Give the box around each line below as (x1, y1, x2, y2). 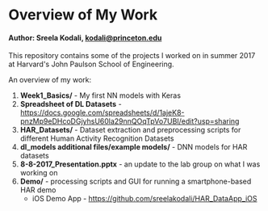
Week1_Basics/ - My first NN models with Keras (19, 91, 182, 100)
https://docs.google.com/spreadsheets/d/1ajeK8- (19, 108, 185, 118)
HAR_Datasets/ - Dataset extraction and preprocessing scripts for (19, 125, 241, 135)
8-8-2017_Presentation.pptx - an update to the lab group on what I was (19, 159, 261, 169)
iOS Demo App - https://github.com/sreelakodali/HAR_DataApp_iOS (31, 194, 258, 204)
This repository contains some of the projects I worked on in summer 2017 (8, 51, 256, 61)
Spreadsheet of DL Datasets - (19, 99, 123, 109)
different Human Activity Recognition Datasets (19, 133, 174, 143)
